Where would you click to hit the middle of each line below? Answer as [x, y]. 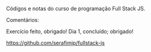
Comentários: [23, 20]
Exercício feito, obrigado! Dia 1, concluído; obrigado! [70, 31]
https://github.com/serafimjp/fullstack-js [55, 43]
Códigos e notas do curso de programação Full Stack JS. [76, 9]
